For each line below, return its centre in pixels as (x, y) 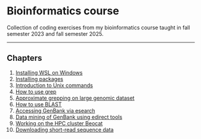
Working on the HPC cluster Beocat (59, 123)
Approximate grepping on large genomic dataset (75, 98)
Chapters (24, 58)
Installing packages (39, 79)
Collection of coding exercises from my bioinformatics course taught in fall (98, 27)
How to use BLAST (38, 104)
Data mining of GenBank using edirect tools (69, 117)
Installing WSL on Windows (49, 72)
